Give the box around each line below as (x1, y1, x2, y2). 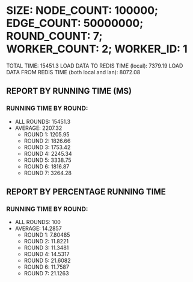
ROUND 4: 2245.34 (23, 150, 72, 157)
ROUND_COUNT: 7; (6, 30, 103, 43)
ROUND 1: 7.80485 (23, 231, 70, 239)
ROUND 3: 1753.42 (23, 143, 71, 151)
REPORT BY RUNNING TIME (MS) (6, 86, 132, 97)
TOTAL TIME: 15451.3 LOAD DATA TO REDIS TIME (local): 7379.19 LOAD (6, 62, 183, 69)
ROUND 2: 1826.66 (23, 137, 71, 144)
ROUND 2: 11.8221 (23, 238, 69, 245)
